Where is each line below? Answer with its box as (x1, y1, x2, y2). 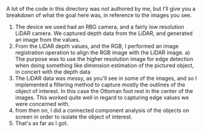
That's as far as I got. (15, 120, 68, 126)
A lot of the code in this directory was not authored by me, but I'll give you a (6, 5, 196, 12)
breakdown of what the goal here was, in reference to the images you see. (6, 11, 192, 19)
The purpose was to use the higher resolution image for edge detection (15, 56, 194, 62)
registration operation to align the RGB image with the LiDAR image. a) (15, 49, 190, 56)
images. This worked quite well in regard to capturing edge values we (15, 94, 189, 101)
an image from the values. (15, 36, 81, 43)
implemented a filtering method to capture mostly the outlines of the (15, 81, 186, 88)
